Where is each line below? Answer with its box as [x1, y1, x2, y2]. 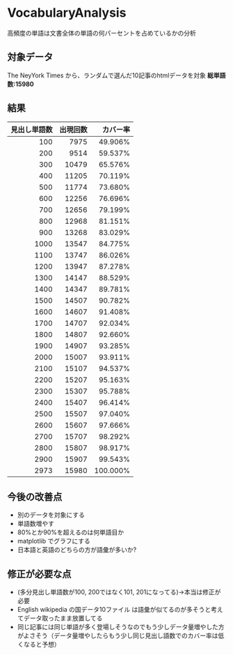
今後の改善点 [7, 490, 63, 503]
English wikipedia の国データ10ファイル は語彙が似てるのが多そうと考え [17, 605, 224, 614]
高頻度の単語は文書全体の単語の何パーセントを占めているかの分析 [7, 29, 196, 37]
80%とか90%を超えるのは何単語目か [17, 528, 124, 536]
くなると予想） [17, 640, 61, 649]
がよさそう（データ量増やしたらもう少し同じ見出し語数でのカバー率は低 [17, 631, 225, 640]
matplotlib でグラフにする [17, 537, 90, 545]
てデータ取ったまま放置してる [17, 614, 103, 622]
